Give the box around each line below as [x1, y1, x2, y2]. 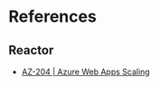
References [8, 6, 97, 27]
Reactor [8, 43, 54, 58]
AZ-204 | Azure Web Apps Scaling [21, 66, 150, 77]
